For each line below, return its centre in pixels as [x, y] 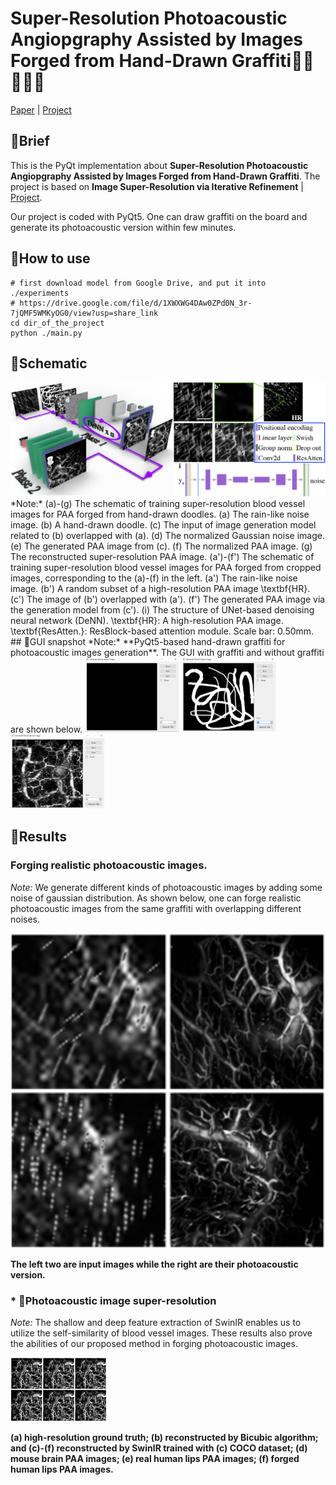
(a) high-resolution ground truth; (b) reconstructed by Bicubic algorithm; [164, 1437]
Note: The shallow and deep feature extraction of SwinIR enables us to [156, 1322]
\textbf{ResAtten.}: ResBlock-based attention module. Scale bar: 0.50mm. [162, 631]
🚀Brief [30, 141]
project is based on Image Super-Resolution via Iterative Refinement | [157, 186]
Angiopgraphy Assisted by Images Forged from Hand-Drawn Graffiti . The [165, 176]
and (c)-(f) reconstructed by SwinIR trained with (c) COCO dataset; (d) [159, 1448]
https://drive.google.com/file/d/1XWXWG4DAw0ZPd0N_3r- [136, 303]
